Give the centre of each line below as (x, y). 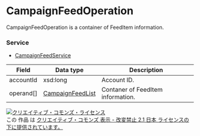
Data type (69, 70)
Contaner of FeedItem (132, 90)
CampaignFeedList (70, 93)
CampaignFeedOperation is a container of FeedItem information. (85, 27)
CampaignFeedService (43, 56)
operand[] (23, 93)
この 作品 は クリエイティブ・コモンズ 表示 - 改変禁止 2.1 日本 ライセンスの (98, 120)
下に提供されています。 (35, 127)
